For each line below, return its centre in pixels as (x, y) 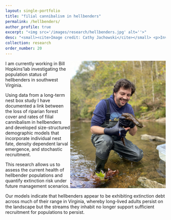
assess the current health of (35, 170)
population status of (26, 74)
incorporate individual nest (33, 138)
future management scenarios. (37, 186)
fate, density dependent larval (37, 144)
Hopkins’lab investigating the (36, 69)
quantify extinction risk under (36, 180)
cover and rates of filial (29, 117)
